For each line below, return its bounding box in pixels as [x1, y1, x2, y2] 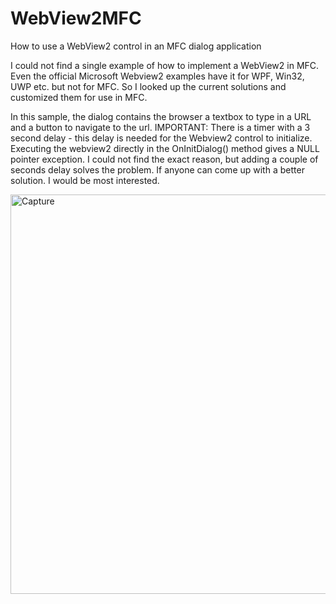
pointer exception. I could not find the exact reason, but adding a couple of [10, 153, 319, 165]
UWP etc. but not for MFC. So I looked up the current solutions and [10, 80, 287, 92]
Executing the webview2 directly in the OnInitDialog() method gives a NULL [10, 142, 320, 154]
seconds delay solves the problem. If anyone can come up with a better [10, 163, 305, 176]
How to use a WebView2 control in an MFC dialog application [10, 40, 262, 52]
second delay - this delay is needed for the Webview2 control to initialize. [10, 132, 313, 144]
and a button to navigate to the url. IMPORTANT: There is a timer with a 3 [10, 121, 311, 133]
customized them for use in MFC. [10, 91, 148, 103]
